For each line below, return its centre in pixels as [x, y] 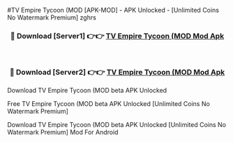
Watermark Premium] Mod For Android [63, 132]
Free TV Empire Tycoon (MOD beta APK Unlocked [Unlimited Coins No [109, 103]
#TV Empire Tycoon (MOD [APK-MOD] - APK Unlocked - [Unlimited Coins [113, 10]
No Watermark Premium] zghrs [52, 17]
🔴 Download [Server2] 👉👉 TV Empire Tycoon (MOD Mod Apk [117, 73]
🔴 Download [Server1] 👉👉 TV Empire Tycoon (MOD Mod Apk [117, 36]
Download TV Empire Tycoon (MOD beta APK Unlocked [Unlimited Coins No [117, 124]
